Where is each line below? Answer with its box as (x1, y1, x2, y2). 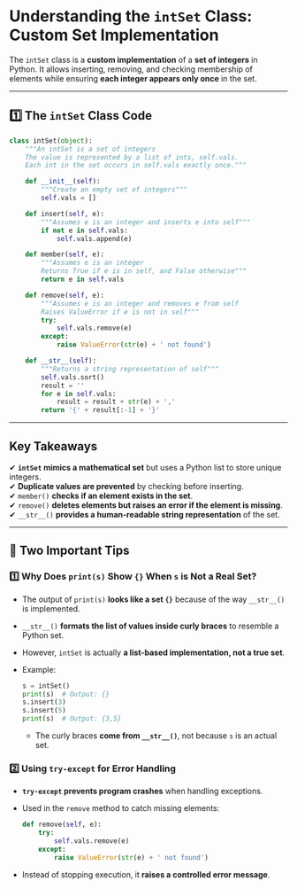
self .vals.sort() (41, 372, 104, 382)
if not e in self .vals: (41, 226, 128, 235)
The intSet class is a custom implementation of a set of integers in (9, 54, 258, 65)
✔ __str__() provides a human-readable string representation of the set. (9, 509, 280, 519)
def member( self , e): (25, 250, 104, 259)
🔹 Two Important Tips (9, 543, 130, 558)
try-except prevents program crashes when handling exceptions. (21, 786, 263, 797)
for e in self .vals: (41, 389, 117, 398)
